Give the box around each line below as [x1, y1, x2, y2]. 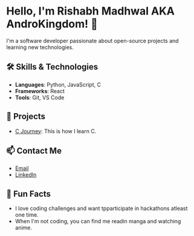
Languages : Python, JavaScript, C [15, 80, 102, 88]
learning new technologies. [6, 44, 74, 51]
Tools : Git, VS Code [15, 94, 65, 101]
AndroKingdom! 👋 [6, 17, 98, 31]
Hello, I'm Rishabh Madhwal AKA [6, 4, 175, 18]
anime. [15, 224, 32, 231]
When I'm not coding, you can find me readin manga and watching [15, 218, 181, 225]
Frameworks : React [15, 87, 65, 94]
